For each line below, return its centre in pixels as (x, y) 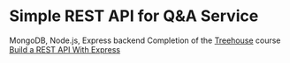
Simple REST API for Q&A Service (134, 16)
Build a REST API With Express (65, 49)
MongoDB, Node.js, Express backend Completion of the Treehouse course (145, 40)
